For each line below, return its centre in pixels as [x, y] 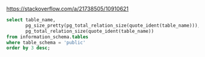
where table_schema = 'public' [46, 42]
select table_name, [31, 20]
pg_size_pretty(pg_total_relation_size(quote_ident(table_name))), [113, 25]
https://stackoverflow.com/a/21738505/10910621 [68, 9]
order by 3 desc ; [28, 48]
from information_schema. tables [47, 37]
